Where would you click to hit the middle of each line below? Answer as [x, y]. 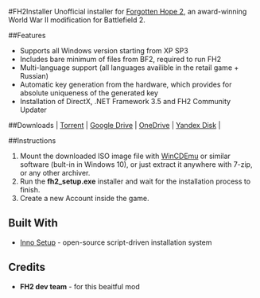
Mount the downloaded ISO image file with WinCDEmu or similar [125, 156]
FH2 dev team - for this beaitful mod [80, 286]
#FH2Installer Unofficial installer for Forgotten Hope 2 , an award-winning [128, 12]
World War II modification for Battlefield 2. [77, 20]
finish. [30, 190]
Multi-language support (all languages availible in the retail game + [129, 68]
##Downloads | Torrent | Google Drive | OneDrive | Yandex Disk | [114, 125]
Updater [33, 110]
